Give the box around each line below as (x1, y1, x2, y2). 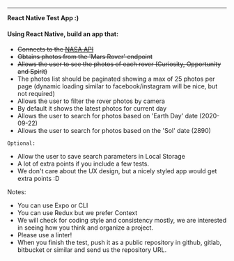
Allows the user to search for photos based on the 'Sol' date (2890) (17, 127, 211, 135)
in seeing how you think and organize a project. (17, 223, 154, 232)
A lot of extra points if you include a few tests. (17, 159, 150, 168)
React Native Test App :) (7, 14, 79, 22)
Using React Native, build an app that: (7, 29, 119, 38)
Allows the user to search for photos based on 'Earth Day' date (17, 112, 198, 120)
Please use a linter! (17, 231, 72, 239)
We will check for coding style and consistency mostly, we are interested (17, 216, 227, 225)
